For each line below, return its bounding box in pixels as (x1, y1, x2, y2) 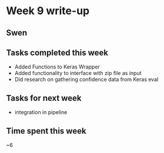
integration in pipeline (14, 109, 68, 116)
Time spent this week (6, 126, 86, 136)
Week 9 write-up (6, 4, 90, 18)
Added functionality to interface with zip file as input (14, 70, 142, 77)
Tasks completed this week (6, 47, 109, 57)
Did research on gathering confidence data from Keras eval (14, 76, 159, 83)
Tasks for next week (6, 93, 82, 103)
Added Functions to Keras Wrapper (14, 63, 100, 70)
